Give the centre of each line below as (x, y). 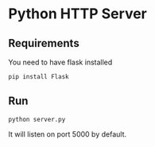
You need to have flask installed (60, 62)
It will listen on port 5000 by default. (68, 134)
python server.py (37, 119)
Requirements (44, 43)
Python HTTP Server (77, 14)
